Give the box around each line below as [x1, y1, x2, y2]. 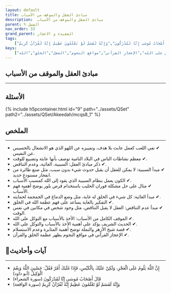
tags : [5, 36, 17, 41]
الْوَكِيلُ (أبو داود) [12, 270, 43, 276]
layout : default [5, 7, 40, 13]
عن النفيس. [12, 150, 35, 156]
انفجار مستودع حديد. [12, 172, 51, 178]
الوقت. [12, 210, 26, 216]
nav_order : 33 [5, 27, 36, 32]
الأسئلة [5, 93, 24, 101]
